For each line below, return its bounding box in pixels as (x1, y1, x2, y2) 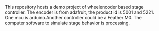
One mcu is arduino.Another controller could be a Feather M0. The (5, 15, 142, 20)
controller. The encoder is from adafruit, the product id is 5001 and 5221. (5, 9, 154, 15)
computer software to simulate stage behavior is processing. (5, 20, 130, 26)
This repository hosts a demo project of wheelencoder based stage (5, 4, 144, 10)
